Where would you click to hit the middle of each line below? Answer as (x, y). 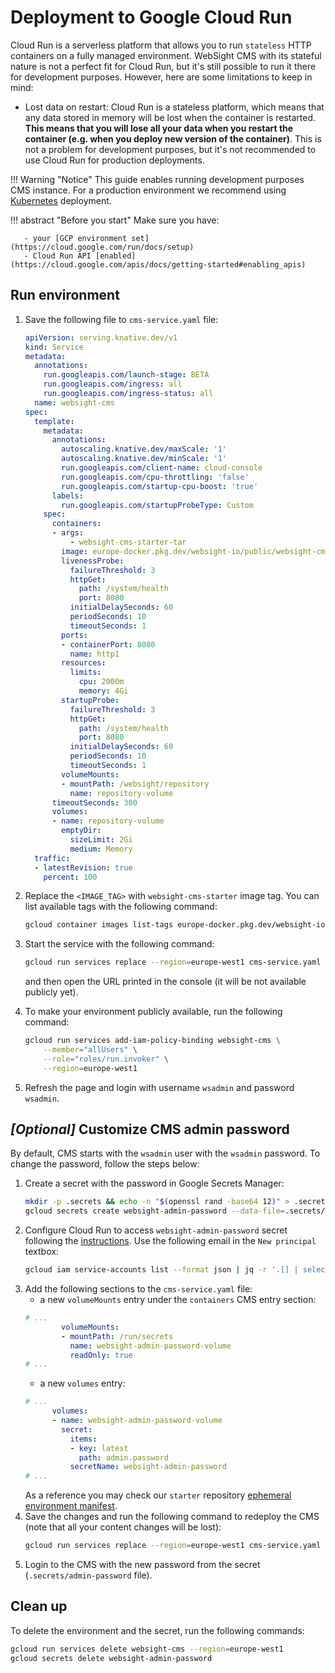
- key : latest (99, 1448)
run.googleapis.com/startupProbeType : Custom (157, 505)
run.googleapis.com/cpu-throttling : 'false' (155, 477)
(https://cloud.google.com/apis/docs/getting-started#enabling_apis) (158, 264)
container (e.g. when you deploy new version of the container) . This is (173, 138)
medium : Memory (101, 849)
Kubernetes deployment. (61, 200)
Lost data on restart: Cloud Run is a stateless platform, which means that (174, 107)
